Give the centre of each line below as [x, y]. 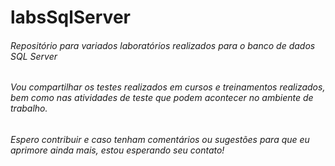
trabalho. [29, 108]
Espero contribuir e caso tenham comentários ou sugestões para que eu [160, 139]
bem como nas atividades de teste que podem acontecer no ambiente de [162, 98]
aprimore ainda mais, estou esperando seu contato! [117, 150]
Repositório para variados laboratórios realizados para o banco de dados [163, 45]
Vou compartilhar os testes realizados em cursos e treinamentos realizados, [168, 87]
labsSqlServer [70, 17]
